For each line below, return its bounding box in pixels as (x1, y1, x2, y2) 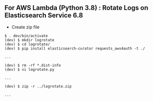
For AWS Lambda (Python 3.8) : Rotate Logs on (4, 4, 148, 12)
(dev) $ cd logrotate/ (4, 42, 50, 47)
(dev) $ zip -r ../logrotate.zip (4, 84, 72, 88)
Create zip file (11, 24, 40, 30)
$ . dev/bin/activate (4, 33, 48, 38)
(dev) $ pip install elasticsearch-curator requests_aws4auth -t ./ (4, 46, 145, 51)
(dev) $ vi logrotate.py (4, 67, 55, 72)
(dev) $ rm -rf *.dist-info (4, 63, 61, 68)
